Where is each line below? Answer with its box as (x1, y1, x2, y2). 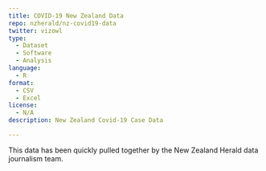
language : (8, 64, 42, 72)
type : (8, 34, 27, 43)
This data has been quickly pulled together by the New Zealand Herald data (8, 145, 259, 155)
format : (8, 79, 35, 87)
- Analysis (15, 57, 52, 65)
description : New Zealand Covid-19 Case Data (8, 116, 163, 124)
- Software (15, 49, 52, 57)
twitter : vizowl (8, 26, 63, 35)
